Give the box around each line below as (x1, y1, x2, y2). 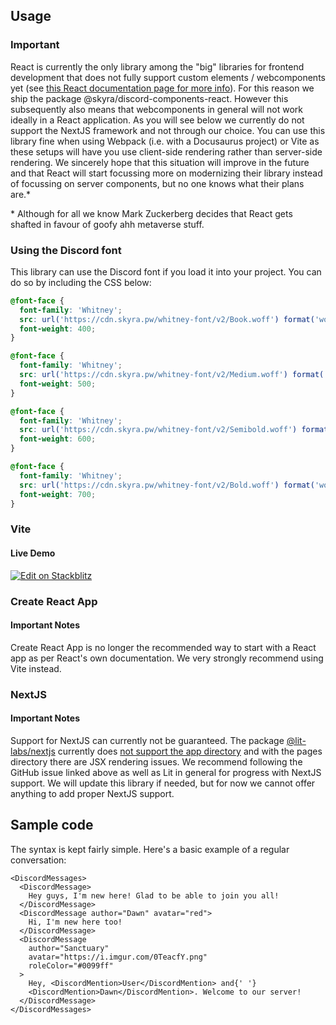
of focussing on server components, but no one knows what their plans (10, 177, 305, 189)
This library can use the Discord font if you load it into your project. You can (10, 265, 322, 278)
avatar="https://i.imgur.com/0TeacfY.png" (28, 952, 208, 962)
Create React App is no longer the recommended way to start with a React (10, 641, 317, 653)
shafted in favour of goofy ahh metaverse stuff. (10, 218, 205, 230)
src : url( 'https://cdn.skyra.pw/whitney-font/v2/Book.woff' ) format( (19, 314, 315, 324)
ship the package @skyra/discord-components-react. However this (10, 92, 289, 104)
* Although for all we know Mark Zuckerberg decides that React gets (10, 207, 293, 219)
